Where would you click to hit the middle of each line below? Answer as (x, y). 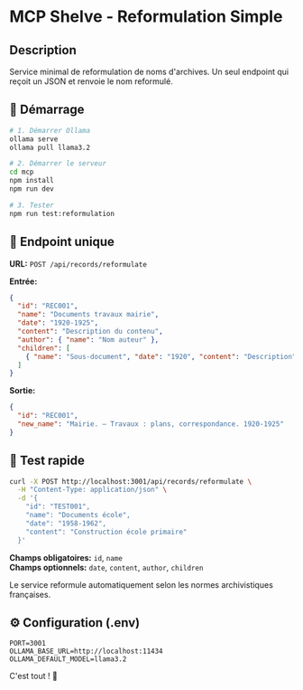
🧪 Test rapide (47, 461)
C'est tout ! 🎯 (34, 676)
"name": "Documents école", (78, 515)
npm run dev (32, 189)
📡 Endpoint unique (62, 242)
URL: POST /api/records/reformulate (78, 263)
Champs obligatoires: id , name (66, 557)
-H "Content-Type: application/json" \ (92, 490)
